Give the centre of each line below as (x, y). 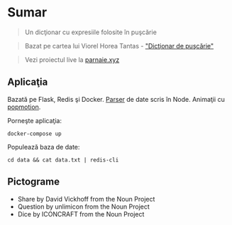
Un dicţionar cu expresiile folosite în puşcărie (91, 32)
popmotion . (24, 107)
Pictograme (34, 182)
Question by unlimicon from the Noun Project (84, 206)
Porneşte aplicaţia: (35, 120)
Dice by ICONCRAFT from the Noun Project (81, 214)
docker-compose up (34, 134)
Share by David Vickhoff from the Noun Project (86, 199)
